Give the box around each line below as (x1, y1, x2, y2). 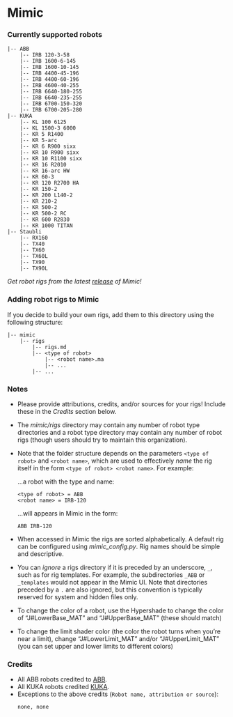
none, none (17, 704, 49, 711)
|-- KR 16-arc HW (19, 167, 70, 175)
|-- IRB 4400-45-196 (19, 70, 79, 77)
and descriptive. (17, 550, 64, 558)
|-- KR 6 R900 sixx (19, 143, 77, 151)
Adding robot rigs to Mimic (7, 295, 99, 304)
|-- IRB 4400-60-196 (19, 76, 79, 83)
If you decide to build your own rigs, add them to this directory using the (7, 310, 214, 318)
